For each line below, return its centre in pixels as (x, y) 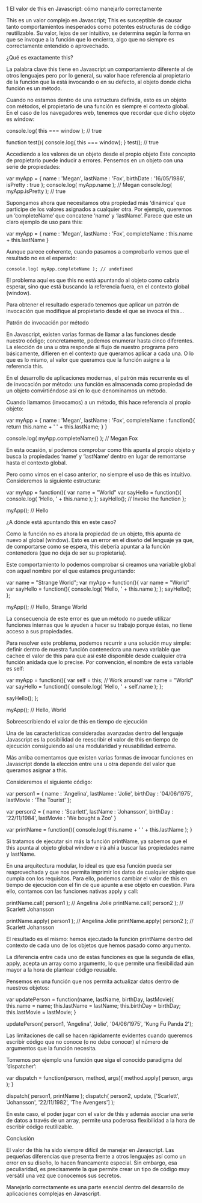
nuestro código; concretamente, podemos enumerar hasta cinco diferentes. (100, 341)
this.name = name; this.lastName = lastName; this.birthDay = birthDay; (94, 1006)
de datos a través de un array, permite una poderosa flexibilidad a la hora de (101, 1120)
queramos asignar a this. (37, 770)
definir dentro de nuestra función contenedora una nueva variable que (93, 649)
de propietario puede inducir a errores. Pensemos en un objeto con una (95, 160)
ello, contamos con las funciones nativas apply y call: (72, 891)
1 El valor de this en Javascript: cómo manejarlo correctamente (84, 9)
